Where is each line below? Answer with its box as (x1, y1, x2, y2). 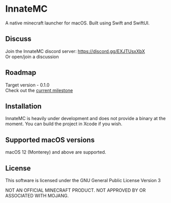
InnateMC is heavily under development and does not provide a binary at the (5, 115, 166, 122)
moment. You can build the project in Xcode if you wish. (5, 121, 123, 127)
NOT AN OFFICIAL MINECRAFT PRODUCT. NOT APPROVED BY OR (5, 187, 146, 193)
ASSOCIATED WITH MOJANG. (5, 193, 69, 198)
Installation (5, 102, 42, 110)
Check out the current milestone (5, 87, 73, 93)
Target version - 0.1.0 (5, 82, 50, 88)
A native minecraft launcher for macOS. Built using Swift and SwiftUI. (5, 20, 150, 26)
